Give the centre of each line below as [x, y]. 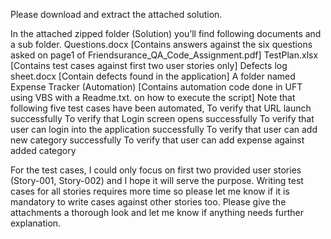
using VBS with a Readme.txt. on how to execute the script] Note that [153, 97]
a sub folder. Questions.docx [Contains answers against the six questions [161, 44]
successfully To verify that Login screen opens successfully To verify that [162, 118]
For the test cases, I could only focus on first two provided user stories [156, 170]
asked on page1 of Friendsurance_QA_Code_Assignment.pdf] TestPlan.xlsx [164, 55]
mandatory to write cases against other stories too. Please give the [148, 202]
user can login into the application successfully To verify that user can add [164, 129]
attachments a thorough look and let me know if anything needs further [157, 212]
